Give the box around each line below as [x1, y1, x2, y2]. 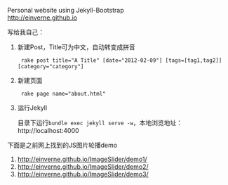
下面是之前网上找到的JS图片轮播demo [7, 141, 118, 149]
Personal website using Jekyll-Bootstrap [7, 6, 124, 14]
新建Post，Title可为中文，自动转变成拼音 [17, 43, 135, 51]
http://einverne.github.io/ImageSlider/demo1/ [17, 155, 147, 163]
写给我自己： [7, 28, 44, 36]
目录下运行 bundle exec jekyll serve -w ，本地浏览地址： [17, 119, 183, 127]
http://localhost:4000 [17, 127, 79, 134]
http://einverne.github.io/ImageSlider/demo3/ [17, 170, 149, 178]
